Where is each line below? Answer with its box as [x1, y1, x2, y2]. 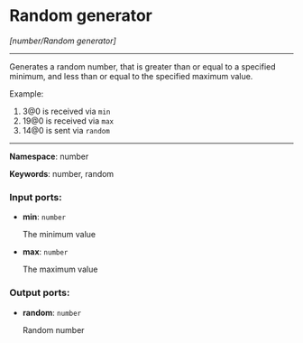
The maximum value [22, 264, 98, 275]
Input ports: [9, 190, 62, 203]
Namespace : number [9, 151, 89, 162]
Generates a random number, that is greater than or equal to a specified [9, 60, 277, 72]
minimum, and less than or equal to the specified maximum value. [9, 70, 253, 81]
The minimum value [22, 229, 96, 240]
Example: [9, 88, 44, 99]
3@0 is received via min [22, 106, 111, 116]
